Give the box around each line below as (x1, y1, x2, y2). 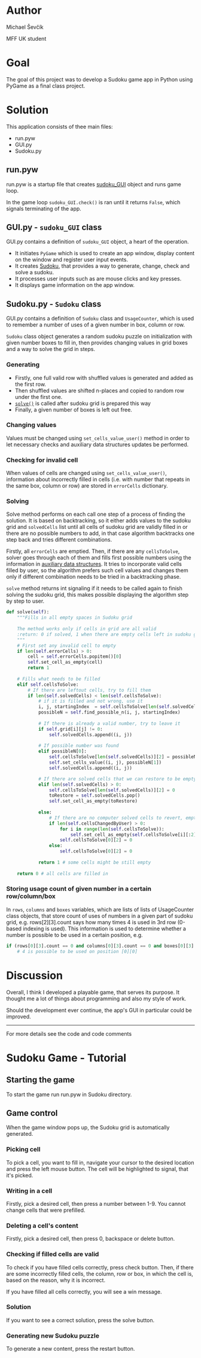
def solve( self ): (6, 609, 50, 615)
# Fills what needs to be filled (17, 676, 100, 682)
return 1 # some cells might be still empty (38, 859, 151, 866)
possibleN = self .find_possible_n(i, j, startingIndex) (38, 709, 181, 716)
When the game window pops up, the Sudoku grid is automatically (6, 1124, 170, 1131)
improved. (6, 1013, 31, 1020)
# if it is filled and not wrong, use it (38, 698, 144, 704)
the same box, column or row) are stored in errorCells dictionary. (6, 482, 168, 489)
